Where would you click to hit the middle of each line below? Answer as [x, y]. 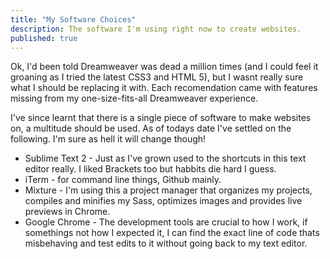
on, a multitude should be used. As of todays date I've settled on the [151, 128]
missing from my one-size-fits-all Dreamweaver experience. [134, 98]
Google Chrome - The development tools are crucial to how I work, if [166, 222]
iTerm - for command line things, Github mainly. [123, 180]
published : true [44, 38]
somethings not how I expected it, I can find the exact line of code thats [172, 233]
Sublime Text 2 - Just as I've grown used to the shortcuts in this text [165, 158]
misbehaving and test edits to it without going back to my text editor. [166, 243]
